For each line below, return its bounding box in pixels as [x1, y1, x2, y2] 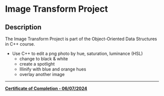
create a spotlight [19, 61, 55, 67]
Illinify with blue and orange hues [19, 66, 86, 72]
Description [5, 23, 41, 31]
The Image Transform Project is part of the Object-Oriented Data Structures [5, 36, 157, 42]
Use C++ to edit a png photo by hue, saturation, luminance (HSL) [12, 50, 143, 56]
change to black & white [19, 56, 68, 62]
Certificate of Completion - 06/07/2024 [5, 86, 87, 91]
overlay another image [19, 72, 65, 77]
